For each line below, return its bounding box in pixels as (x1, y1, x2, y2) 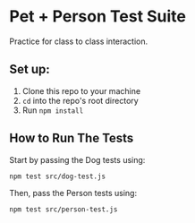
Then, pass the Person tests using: (9, 187, 137, 198)
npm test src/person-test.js (9, 204, 118, 214)
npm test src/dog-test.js (9, 172, 106, 181)
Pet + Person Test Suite (9, 6, 186, 27)
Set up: (9, 62, 51, 77)
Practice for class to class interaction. (9, 36, 148, 47)
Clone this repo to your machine (21, 85, 141, 96)
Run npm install (21, 105, 84, 116)
